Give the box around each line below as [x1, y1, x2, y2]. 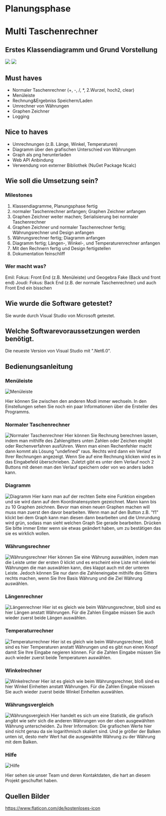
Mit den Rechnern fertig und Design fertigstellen [12, 245, 111, 251]
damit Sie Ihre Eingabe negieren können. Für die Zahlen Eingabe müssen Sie [5, 649, 161, 655]
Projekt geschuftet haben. [5, 778, 58, 784]
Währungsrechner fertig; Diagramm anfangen [12, 234, 106, 240]
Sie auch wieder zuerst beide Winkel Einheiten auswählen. [5, 689, 124, 695]
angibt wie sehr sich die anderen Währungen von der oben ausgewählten [5, 718, 155, 724]
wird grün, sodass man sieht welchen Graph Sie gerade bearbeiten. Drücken [5, 520, 162, 526]
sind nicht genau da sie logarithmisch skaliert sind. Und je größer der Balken [5, 728, 161, 734]
